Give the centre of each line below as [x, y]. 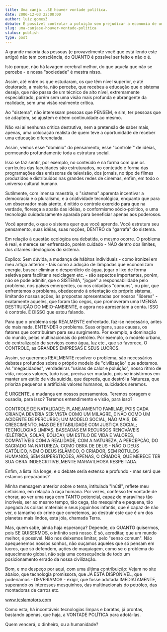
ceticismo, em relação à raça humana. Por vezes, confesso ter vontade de [81, 491]
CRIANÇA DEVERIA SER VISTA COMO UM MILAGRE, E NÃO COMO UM [78, 414]
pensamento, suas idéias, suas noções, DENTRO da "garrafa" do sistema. [81, 229]
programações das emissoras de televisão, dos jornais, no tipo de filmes [79, 173]
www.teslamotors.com [28, 600]
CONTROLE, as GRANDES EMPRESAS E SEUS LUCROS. [63, 348]
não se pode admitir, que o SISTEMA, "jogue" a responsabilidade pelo [77, 280]
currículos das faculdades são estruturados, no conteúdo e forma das [77, 168]
